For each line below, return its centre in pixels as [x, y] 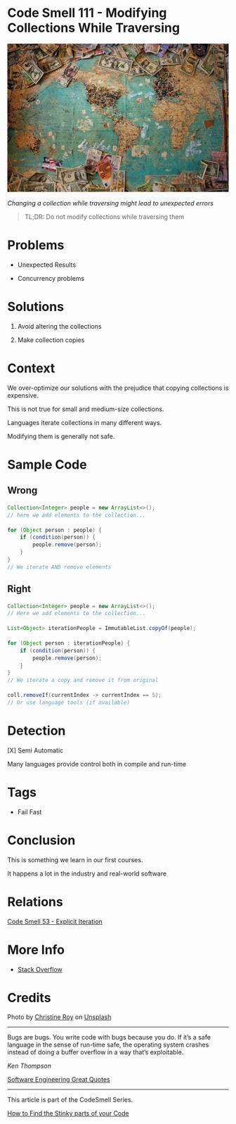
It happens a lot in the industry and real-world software [87, 873]
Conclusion [41, 840]
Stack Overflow [40, 969]
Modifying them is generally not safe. [61, 436]
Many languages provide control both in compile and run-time [97, 764]
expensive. [23, 395]
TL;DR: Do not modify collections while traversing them [104, 217]
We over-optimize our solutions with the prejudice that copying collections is [118, 388]
